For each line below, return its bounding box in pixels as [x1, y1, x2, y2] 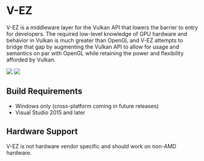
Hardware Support [6, 126, 78, 137]
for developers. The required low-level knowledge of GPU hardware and [6, 30, 188, 37]
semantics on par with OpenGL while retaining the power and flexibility [6, 49, 184, 57]
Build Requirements [6, 86, 83, 97]
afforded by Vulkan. [6, 56, 56, 63]
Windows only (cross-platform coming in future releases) [15, 102, 159, 109]
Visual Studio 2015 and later [15, 109, 85, 116]
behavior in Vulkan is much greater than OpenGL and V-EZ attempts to [6, 36, 183, 44]
